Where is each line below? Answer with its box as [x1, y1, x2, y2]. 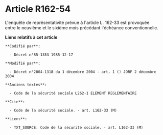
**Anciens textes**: [5, 82, 47, 87]
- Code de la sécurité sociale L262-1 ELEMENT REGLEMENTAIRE [9, 90, 137, 96]
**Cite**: [5, 99, 25, 104]
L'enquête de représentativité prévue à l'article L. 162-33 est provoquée [5, 20, 150, 25]
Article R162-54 [5, 3, 71, 15]
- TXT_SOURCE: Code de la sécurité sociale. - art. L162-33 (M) [9, 125, 143, 130]
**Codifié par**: [5, 44, 41, 48]
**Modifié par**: [5, 61, 41, 66]
